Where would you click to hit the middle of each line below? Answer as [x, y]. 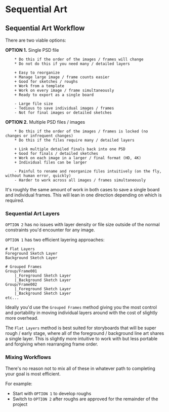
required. [15, 200]
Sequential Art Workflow [45, 28]
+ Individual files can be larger [51, 162]
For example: [19, 384]
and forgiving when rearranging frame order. [52, 344]
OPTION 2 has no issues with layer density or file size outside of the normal [83, 225]
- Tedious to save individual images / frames [64, 108]
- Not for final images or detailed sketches [63, 113]
